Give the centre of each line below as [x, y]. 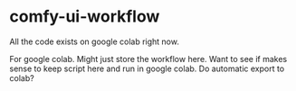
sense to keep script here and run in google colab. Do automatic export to [147, 68]
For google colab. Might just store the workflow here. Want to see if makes [148, 59]
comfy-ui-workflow [85, 17]
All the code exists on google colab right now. [94, 41]
